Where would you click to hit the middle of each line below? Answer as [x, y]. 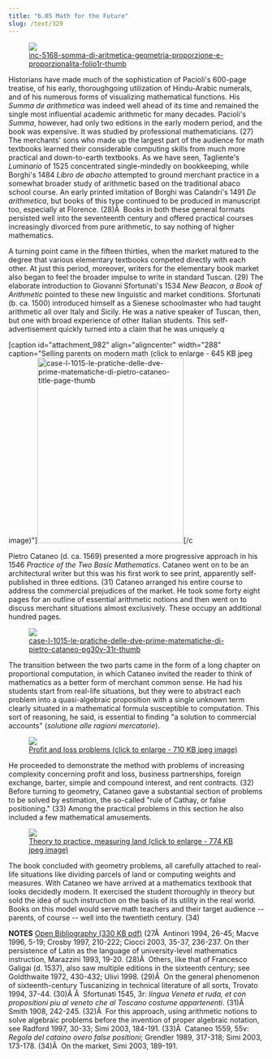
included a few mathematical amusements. [80, 817]
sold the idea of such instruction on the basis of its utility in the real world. [132, 900]
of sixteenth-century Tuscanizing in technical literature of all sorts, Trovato [133, 985]
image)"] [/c [101, 540]
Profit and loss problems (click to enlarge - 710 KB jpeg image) [133, 749]
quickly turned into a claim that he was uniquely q [141, 329]
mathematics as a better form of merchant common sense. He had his [125, 682]
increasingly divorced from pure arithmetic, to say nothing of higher [121, 226]
